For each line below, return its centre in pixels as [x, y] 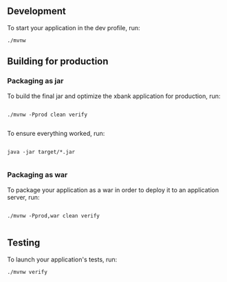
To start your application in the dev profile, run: [74, 27]
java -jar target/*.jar [41, 152]
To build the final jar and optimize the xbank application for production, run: [114, 96]
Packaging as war [37, 175]
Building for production [58, 61]
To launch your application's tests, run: [62, 259]
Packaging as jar [35, 81]
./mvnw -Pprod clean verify [47, 115]
